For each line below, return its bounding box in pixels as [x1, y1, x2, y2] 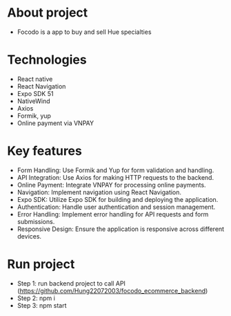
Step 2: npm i [17, 294, 55, 302]
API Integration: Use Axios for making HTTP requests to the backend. [17, 173, 214, 181]
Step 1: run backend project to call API [17, 279, 126, 288]
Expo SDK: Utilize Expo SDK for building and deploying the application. [17, 195, 219, 203]
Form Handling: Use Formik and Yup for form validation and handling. [17, 166, 214, 174]
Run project [7, 257, 75, 272]
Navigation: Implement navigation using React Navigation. [17, 188, 181, 196]
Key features [7, 143, 83, 159]
